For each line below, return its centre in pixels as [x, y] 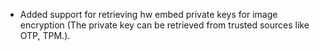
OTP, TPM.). [45, 35]
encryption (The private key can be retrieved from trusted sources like [164, 25]
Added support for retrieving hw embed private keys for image [148, 14]
